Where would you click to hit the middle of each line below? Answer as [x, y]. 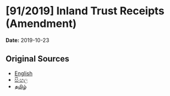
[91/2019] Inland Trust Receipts [85, 11]
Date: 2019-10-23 [28, 40]
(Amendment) [41, 24]
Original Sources [37, 59]
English [23, 73]
